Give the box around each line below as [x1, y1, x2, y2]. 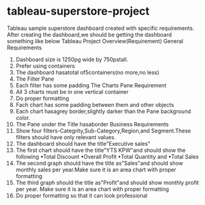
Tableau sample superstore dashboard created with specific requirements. [7, 24, 195, 32]
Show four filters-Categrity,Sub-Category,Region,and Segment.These [15, 127, 191, 134]
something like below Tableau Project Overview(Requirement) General [7, 37, 184, 45]
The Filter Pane [15, 75, 54, 82]
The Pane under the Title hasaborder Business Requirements [15, 120, 169, 128]
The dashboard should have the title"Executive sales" [15, 140, 151, 147]
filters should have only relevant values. [15, 133, 116, 141]
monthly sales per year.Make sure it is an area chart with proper [15, 166, 176, 173]
